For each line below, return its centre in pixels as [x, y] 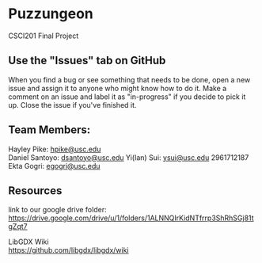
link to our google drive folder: [57, 210]
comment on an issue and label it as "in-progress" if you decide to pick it [127, 97]
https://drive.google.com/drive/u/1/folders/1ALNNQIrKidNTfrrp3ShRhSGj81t [131, 218]
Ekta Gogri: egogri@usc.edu [54, 166]
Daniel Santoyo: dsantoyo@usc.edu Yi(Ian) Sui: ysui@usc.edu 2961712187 [129, 157]
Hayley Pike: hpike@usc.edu [55, 149]
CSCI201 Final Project [44, 36]
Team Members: [49, 130]
